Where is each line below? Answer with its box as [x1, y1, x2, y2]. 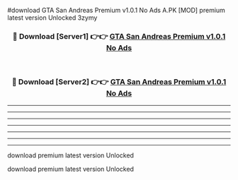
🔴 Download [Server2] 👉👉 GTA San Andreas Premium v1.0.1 [11, 77, 227, 87]
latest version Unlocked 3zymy [7, 13, 98, 22]
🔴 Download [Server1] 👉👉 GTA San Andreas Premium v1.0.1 [12, 31, 226, 41]
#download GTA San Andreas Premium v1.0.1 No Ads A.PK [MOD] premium [7, 6, 225, 14]
